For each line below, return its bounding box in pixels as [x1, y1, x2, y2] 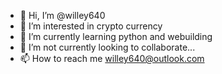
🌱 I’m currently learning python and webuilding [19, 31, 213, 42]
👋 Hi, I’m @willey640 [19, 10, 106, 21]
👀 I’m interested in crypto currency [19, 20, 163, 32]
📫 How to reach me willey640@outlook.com [19, 53, 205, 64]
